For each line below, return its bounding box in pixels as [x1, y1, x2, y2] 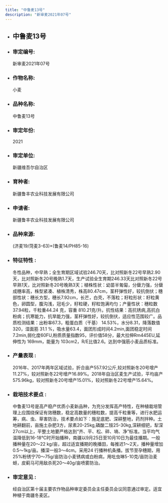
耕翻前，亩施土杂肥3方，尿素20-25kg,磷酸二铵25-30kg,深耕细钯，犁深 [17, 422, 163, 428]
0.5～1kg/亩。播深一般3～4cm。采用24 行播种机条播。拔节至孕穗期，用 [12, 447, 160, 453]
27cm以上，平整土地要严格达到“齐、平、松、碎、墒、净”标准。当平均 [12, 429, 155, 435]
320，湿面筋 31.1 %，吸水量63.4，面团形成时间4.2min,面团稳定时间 [12, 325, 152, 332]
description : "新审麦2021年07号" [5, 12, 71, 17]
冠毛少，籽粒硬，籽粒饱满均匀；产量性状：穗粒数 [56, 300, 158, 307]
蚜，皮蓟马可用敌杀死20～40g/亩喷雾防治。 [12, 460, 103, 466]
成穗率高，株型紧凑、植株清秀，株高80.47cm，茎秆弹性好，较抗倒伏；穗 [12, 288, 163, 294]
